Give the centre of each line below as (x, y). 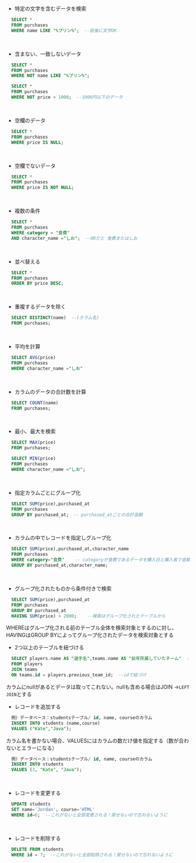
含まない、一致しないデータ (48, 54)
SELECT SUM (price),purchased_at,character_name (70, 549)
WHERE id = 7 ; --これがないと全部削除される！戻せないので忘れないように (92, 855)
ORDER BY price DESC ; (38, 283)
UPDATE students (31, 804)
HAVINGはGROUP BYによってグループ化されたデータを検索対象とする (90, 635)
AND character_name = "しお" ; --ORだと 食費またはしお (74, 238)
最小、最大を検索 (35, 431)
